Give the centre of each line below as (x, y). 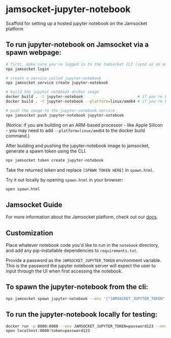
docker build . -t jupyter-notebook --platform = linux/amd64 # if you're (84, 101)
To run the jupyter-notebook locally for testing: (82, 314)
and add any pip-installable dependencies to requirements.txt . (72, 250)
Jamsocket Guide (34, 204)
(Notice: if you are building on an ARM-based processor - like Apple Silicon (84, 125)
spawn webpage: (34, 52)
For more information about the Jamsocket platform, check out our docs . (82, 217)
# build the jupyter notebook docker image (53, 92)
